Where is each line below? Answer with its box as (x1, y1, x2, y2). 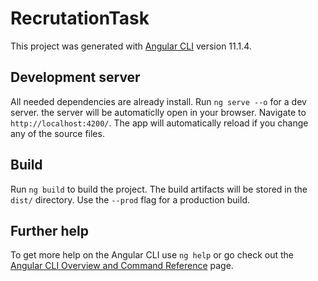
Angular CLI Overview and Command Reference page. (10, 260, 234, 272)
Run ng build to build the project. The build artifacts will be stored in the (10, 183, 308, 195)
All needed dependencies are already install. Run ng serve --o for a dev (10, 95, 307, 107)
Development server (10, 69, 141, 86)
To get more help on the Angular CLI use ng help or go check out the (10, 249, 294, 261)
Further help (10, 222, 90, 239)
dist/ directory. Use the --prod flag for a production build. (10, 193, 250, 206)
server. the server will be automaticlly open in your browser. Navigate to (10, 106, 307, 118)
